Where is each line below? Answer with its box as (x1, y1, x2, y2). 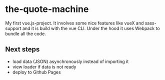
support (5, 25, 21, 31)
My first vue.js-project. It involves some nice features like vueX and (5, 20, 144, 26)
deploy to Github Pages (12, 69, 61, 75)
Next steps (5, 45, 40, 53)
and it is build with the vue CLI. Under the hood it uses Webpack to (22, 25, 160, 31)
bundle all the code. (5, 30, 46, 36)
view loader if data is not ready (12, 63, 76, 69)
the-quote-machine (5, 3, 89, 15)
